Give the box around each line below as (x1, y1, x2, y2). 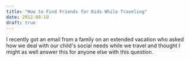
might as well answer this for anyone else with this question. (6, 49, 153, 56)
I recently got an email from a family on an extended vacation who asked (6, 36, 184, 43)
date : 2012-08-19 (6, 14, 49, 20)
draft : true (6, 20, 36, 25)
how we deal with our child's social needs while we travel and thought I (6, 42, 180, 49)
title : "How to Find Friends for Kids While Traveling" (6, 8, 147, 15)
